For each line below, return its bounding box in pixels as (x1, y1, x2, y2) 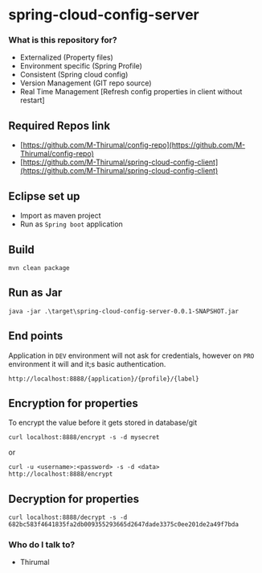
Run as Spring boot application (19, 219, 123, 229)
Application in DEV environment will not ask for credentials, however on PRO (8, 351, 255, 360)
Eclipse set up (8, 189, 80, 203)
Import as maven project (19, 211, 102, 221)
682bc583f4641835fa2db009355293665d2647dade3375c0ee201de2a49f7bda (8, 521, 239, 529)
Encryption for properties (8, 397, 139, 410)
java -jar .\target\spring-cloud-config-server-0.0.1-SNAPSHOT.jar (8, 307, 239, 315)
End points (8, 329, 63, 343)
